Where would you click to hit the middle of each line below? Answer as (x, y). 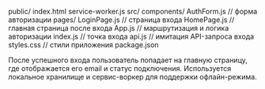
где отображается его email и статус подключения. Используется (120, 69)
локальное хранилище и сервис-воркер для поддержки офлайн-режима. (132, 77)
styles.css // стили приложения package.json (84, 45)
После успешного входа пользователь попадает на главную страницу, (128, 60)
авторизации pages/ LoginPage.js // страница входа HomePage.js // (121, 20)
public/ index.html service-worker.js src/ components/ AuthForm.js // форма (133, 11)
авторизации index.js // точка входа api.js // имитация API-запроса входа (131, 36)
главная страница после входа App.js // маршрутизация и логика (119, 28)
